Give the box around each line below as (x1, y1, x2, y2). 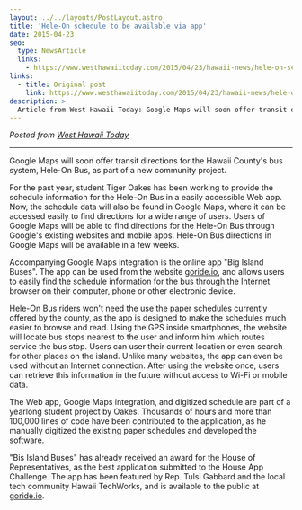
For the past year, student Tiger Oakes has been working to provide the (9, 182, 274, 193)
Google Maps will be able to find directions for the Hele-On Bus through (9, 221, 276, 232)
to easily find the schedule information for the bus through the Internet (9, 276, 271, 287)
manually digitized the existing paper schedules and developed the (9, 426, 258, 436)
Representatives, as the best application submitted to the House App (9, 462, 263, 472)
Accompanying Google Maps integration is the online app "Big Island (9, 257, 264, 268)
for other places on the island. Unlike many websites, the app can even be (9, 351, 284, 362)
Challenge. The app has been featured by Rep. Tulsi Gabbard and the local (9, 471, 286, 482)
